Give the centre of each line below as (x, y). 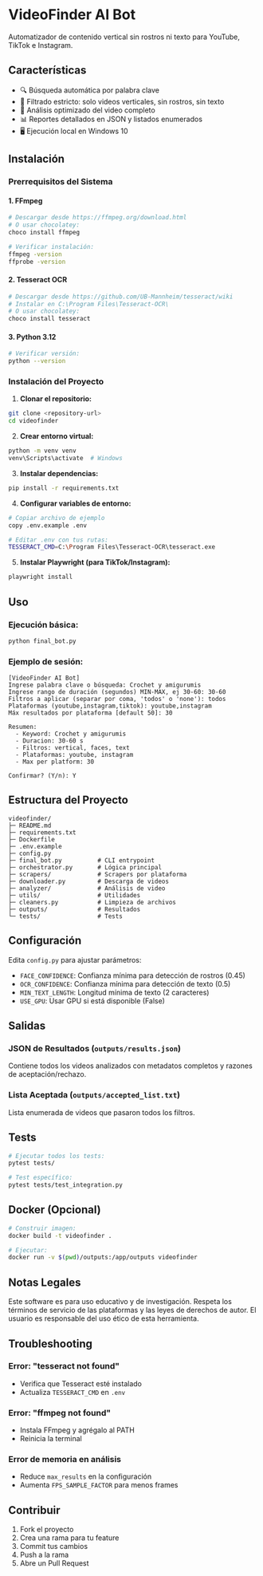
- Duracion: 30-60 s (49, 741)
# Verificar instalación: (51, 246)
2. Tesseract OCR (38, 280)
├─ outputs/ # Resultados (75, 909)
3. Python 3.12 (32, 337)
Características (47, 71)
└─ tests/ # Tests (66, 916)
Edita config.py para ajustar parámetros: (75, 959)
